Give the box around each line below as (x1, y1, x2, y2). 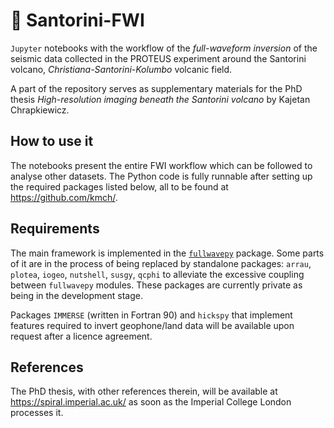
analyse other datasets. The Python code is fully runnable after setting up (10, 170, 313, 182)
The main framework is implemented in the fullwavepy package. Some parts (10, 247, 325, 259)
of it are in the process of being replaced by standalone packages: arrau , (10, 257, 312, 269)
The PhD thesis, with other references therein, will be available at (10, 385, 278, 398)
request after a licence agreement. (10, 330, 153, 342)
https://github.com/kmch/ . (10, 191, 118, 203)
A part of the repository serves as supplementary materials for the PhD (10, 82, 303, 94)
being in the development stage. (10, 289, 143, 301)
